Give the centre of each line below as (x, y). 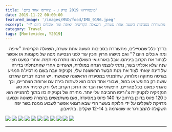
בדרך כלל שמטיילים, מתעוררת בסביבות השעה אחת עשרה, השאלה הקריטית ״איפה (88, 49)
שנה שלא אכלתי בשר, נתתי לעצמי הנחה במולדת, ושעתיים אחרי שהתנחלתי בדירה (89, 65)
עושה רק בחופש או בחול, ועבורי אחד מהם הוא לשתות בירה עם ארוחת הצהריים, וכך (88, 81)
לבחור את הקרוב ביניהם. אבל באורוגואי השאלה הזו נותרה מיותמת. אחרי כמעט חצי (88, 59)
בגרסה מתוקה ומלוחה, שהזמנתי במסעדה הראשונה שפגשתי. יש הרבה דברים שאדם (88, 76)
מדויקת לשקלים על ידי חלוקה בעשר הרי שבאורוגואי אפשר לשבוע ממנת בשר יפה (91, 103)
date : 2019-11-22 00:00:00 (34, 15)
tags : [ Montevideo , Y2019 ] (34, 34)
